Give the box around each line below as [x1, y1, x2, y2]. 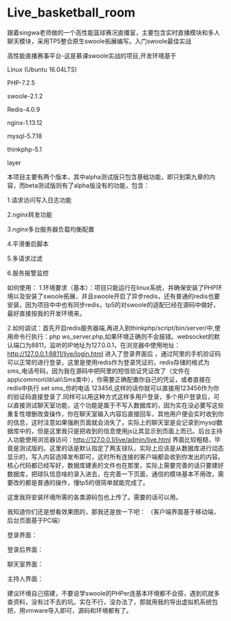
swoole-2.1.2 [7, 91, 43, 100]
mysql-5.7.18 [7, 132, 43, 140]
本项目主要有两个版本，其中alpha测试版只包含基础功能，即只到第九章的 [7, 172, 210, 181]
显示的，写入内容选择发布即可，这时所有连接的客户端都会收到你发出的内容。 [7, 452, 224, 461]
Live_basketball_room [7, 5, 135, 21]
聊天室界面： [7, 560, 43, 568]
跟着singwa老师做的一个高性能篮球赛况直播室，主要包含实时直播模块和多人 [7, 28, 220, 36]
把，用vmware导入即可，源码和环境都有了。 [7, 606, 133, 614]
